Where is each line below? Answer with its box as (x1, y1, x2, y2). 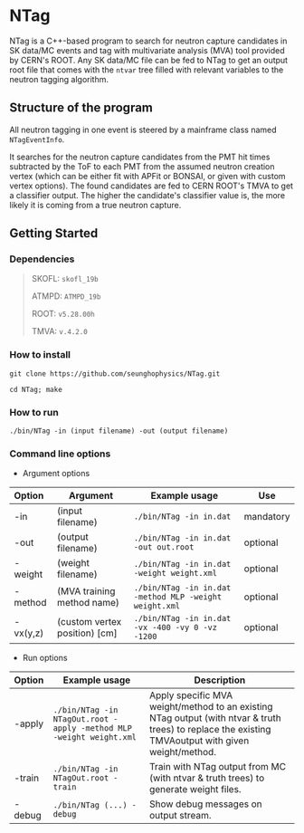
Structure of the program (9, 101, 154, 116)
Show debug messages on (148, 798, 262, 810)
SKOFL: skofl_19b (31, 273, 100, 284)
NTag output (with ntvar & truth (148, 712, 282, 724)
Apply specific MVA (148, 689, 233, 702)
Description (194, 674, 246, 686)
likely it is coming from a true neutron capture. (9, 199, 182, 210)
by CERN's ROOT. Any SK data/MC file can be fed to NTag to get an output (9, 54, 288, 65)
